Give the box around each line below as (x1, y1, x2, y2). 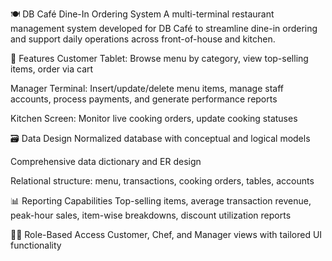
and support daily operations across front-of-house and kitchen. (10, 33, 276, 45)
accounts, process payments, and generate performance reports (10, 93, 278, 105)
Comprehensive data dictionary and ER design (10, 156, 202, 167)
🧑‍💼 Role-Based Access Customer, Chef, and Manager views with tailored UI (10, 229, 323, 240)
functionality (10, 239, 62, 251)
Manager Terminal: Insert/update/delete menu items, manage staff (10, 83, 284, 94)
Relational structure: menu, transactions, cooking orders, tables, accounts (10, 175, 315, 187)
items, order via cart (10, 63, 94, 75)
